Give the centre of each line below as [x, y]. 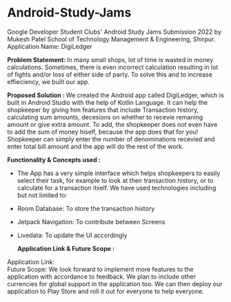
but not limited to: [42, 195]
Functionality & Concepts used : [54, 159]
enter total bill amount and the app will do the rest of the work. [96, 146]
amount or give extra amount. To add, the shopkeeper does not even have [112, 124]
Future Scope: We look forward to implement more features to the [101, 269]
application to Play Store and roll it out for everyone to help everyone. [106, 291]
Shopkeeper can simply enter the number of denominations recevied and [111, 139]
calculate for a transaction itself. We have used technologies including [117, 188]
